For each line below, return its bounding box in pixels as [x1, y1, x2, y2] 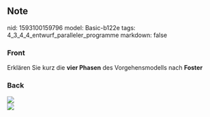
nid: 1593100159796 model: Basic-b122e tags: [7, 23, 136, 31]
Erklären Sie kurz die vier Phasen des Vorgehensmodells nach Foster [7, 64, 203, 72]
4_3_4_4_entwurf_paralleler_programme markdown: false [7, 31, 168, 39]
